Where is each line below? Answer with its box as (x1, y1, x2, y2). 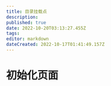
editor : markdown (6, 36, 49, 42)
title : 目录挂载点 (6, 8, 47, 15)
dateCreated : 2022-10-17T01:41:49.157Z (6, 42, 105, 48)
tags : (6, 31, 20, 37)
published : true (6, 19, 46, 25)
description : (6, 14, 39, 20)
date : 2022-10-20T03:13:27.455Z (6, 25, 86, 31)
